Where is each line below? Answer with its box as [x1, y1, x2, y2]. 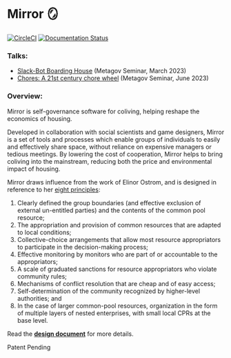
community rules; [17, 272, 68, 281]
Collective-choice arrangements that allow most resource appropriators [17, 235, 221, 243]
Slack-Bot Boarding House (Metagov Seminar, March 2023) [17, 67, 187, 75]
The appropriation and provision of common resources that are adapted [17, 220, 221, 229]
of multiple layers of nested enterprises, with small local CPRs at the [17, 309, 212, 317]
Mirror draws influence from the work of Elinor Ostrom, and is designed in [7, 178, 217, 186]
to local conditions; [17, 228, 72, 236]
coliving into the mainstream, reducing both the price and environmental [7, 157, 212, 165]
